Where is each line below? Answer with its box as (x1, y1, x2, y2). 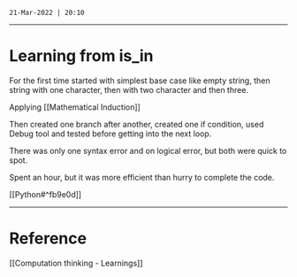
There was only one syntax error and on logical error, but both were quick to (9, 145, 287, 156)
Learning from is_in (9, 46, 154, 66)
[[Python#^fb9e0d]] (9, 189, 82, 199)
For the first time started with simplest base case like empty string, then (9, 75, 270, 86)
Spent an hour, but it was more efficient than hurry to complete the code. (9, 172, 275, 182)
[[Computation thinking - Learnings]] (9, 258, 143, 268)
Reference (9, 228, 87, 249)
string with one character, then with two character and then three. (9, 84, 249, 95)
